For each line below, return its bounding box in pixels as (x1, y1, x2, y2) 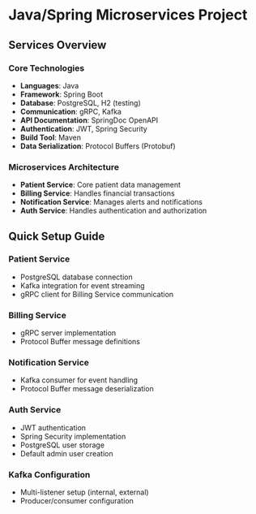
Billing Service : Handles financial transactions (19, 188, 176, 198)
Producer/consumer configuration (19, 496, 134, 506)
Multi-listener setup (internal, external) (19, 487, 149, 497)
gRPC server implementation (19, 328, 117, 338)
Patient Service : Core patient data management (19, 180, 181, 190)
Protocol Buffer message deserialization (19, 384, 154, 394)
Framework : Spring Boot (19, 89, 104, 99)
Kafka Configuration (8, 469, 91, 480)
